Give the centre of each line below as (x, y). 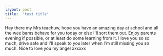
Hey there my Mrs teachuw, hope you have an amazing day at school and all (82, 28)
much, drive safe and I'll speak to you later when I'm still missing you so (77, 43)
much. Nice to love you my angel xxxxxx (46, 48)
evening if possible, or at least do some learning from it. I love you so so (77, 38)
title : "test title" (27, 14)
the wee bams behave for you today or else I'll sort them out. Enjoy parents (81, 33)
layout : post (18, 9)
